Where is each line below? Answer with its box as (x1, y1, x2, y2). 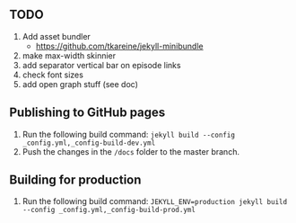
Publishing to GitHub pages (9, 105, 166, 120)
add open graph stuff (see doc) (22, 78, 139, 89)
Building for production (9, 173, 142, 188)
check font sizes (22, 69, 83, 80)
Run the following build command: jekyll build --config (22, 129, 236, 139)
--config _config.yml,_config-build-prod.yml (22, 206, 196, 215)
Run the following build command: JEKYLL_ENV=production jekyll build (22, 196, 288, 207)
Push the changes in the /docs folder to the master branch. (22, 146, 240, 156)
